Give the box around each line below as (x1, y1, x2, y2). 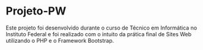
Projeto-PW (6, 4, 67, 18)
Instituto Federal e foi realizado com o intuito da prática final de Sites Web (6, 30, 192, 37)
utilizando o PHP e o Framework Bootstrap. (6, 37, 114, 44)
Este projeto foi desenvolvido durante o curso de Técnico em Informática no (6, 24, 197, 31)
